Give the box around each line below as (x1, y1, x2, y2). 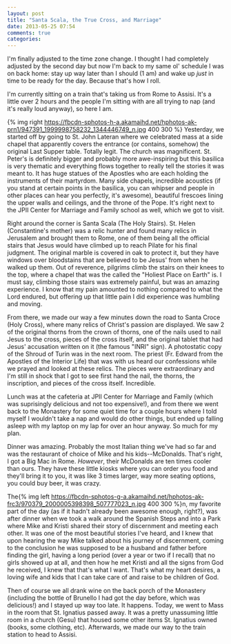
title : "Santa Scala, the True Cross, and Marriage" (7, 17, 162, 23)
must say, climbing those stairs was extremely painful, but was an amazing (7, 278, 220, 286)
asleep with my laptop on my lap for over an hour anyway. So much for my (7, 422, 219, 430)
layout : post (7, 10, 45, 17)
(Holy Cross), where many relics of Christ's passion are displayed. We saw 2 (7, 321, 225, 329)
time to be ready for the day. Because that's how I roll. (7, 77, 161, 85)
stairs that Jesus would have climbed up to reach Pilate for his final (7, 241, 198, 250)
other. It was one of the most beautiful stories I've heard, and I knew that (7, 529, 214, 538)
